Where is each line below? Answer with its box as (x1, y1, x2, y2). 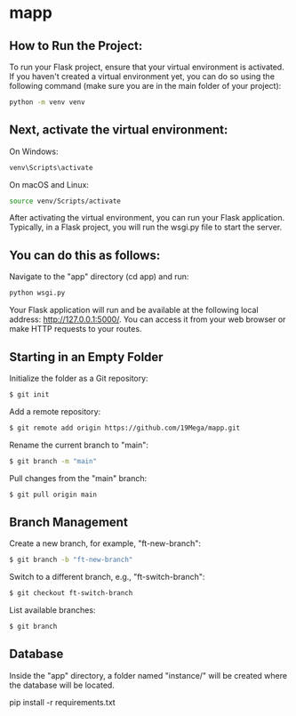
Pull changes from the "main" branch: (9, 472, 148, 483)
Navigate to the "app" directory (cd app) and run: (9, 271, 189, 282)
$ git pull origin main (9, 490, 98, 499)
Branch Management (9, 514, 129, 529)
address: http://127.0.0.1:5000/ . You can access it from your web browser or (9, 314, 286, 325)
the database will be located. (9, 680, 116, 690)
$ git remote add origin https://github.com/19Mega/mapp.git (9, 423, 241, 432)
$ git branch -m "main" (9, 456, 98, 465)
